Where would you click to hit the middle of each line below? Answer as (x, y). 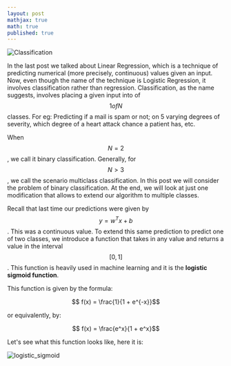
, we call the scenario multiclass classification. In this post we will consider (113, 181)
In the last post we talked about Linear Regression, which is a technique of (113, 66)
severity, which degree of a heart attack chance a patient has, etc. (101, 124)
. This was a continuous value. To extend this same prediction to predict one (115, 231)
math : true (23, 26)
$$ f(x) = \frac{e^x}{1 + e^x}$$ (116, 328)
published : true (30, 33)
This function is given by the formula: (60, 288)
